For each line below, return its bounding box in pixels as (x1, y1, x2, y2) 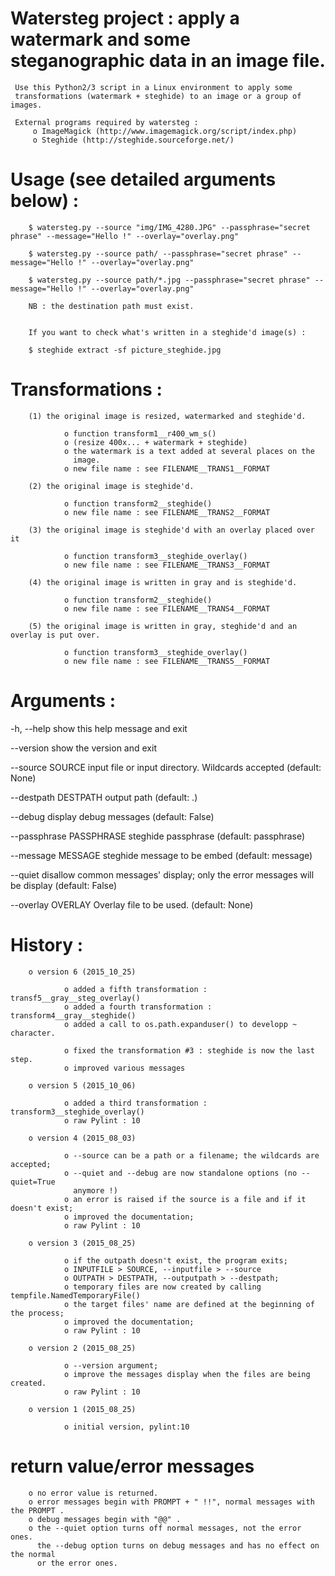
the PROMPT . (10, 1505, 65, 1516)
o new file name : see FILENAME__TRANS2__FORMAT (63, 507, 271, 517)
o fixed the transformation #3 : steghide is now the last (63, 1045, 315, 1056)
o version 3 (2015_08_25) (28, 1238, 137, 1248)
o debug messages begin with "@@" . (28, 1514, 182, 1524)
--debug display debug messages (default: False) (10, 810, 215, 822)
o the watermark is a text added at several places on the (63, 446, 315, 456)
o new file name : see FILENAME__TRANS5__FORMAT (63, 656, 271, 666)
